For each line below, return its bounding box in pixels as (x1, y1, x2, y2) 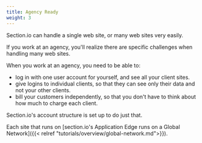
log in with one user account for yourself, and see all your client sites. (15, 73, 190, 81)
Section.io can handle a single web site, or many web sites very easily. (6, 31, 184, 38)
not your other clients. (15, 86, 71, 94)
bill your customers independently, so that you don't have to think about (15, 93, 197, 100)
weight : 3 (6, 15, 32, 21)
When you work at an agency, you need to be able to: (6, 62, 141, 69)
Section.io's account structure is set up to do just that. (6, 111, 142, 119)
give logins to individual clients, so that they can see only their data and (15, 80, 195, 87)
